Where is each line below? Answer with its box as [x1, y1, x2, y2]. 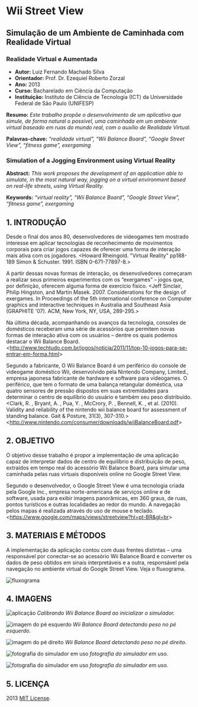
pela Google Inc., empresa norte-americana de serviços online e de [6, 488, 171, 495]
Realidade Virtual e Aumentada [6, 55, 98, 63]
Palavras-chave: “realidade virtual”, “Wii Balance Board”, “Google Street [6, 135, 185, 142]
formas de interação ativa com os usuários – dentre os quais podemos [6, 331, 178, 338]
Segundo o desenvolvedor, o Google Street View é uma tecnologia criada [6, 482, 185, 489]
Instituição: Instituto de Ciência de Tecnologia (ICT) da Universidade [14, 93, 183, 100]
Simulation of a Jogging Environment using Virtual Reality [6, 156, 176, 164]
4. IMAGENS [6, 594, 52, 604]
